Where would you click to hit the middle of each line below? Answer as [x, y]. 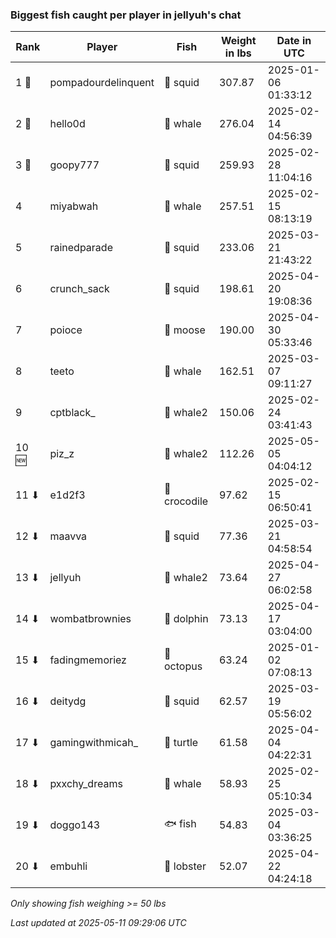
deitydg [68, 701]
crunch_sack [79, 289]
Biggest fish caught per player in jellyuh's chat [126, 15]
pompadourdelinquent [102, 83]
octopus [183, 666]
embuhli [68, 866]
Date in [294, 41]
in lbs [238, 53]
